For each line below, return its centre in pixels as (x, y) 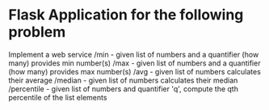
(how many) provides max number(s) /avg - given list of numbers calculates (134, 71)
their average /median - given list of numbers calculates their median (123, 80)
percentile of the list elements (58, 97)
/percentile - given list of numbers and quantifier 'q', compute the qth (123, 89)
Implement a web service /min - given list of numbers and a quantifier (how (134, 54)
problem (37, 32)
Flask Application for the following (126, 15)
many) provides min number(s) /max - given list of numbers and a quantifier (134, 63)
